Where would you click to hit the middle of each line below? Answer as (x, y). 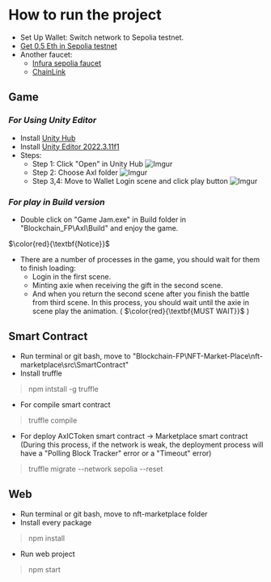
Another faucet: (46, 54)
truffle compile (53, 420)
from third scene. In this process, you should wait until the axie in (140, 302)
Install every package (56, 522)
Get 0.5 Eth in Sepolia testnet (68, 45)
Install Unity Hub (48, 138)
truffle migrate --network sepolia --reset (95, 469)
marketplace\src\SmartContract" (74, 364)
